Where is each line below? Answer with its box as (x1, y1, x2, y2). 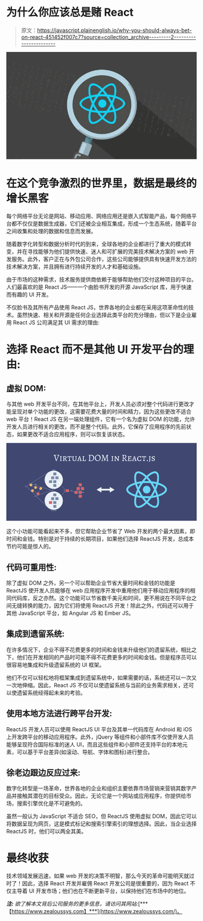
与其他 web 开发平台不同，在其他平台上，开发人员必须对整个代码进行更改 (6, 400, 189, 408)
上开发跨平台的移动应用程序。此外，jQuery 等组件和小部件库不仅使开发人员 (6, 733, 194, 740)
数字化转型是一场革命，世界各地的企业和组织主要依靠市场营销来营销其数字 (6, 785, 192, 792)
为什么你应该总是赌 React (6, 5, 134, 19)
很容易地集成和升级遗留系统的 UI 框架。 (6, 661, 105, 668)
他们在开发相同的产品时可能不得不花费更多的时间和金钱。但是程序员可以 (16, 653, 197, 661)
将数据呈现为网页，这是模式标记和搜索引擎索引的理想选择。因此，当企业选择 (6, 820, 197, 827)
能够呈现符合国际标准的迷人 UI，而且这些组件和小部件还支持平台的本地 (6, 740, 183, 748)
